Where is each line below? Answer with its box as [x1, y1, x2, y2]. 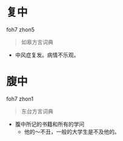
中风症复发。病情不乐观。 [15, 51, 79, 58]
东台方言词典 [21, 107, 53, 115]
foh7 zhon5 [6, 25, 35, 33]
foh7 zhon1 [6, 95, 34, 102]
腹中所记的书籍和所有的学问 [15, 120, 85, 128]
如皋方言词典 [21, 38, 53, 45]
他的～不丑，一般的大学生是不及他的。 [24, 128, 120, 135]
